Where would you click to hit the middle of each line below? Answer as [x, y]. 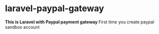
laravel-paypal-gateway [55, 8]
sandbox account [22, 27]
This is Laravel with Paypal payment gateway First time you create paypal [79, 22]
